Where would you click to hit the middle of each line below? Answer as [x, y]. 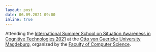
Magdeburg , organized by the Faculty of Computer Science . [68, 44]
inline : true [19, 19]
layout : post [19, 10]
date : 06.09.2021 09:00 [30, 15]
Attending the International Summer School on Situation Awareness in [78, 34]
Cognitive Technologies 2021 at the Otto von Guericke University [73, 39]
